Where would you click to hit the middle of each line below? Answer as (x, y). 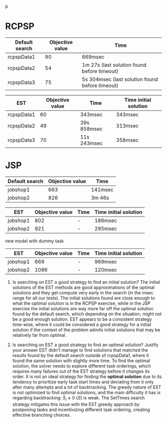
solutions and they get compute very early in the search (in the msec (83, 292)
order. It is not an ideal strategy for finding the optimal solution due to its (87, 376)
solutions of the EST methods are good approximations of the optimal (83, 287)
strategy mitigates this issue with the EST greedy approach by (76, 404)
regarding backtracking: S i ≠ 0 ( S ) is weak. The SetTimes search (79, 398)
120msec (106, 269)
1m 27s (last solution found (114, 65)
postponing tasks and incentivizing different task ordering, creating (81, 410)
